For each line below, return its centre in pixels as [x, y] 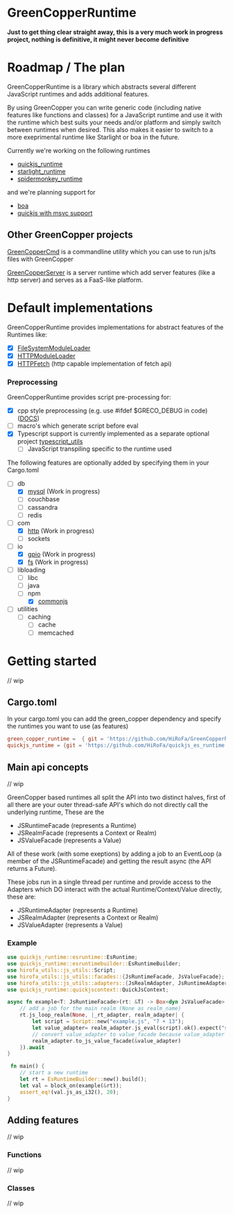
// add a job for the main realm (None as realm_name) [101, 1008]
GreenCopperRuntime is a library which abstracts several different [102, 86]
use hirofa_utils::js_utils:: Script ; [62, 970]
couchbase [44, 499]
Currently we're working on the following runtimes [79, 150]
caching [39, 617]
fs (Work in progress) [58, 562]
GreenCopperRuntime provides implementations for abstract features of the [115, 327]
